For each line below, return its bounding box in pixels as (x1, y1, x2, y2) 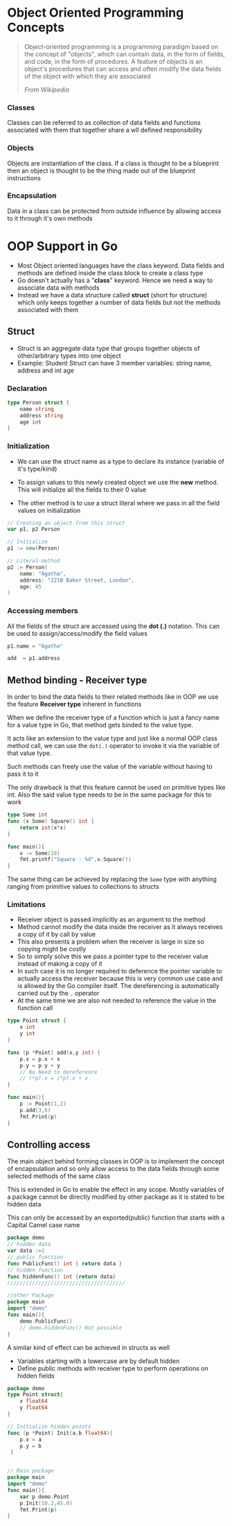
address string (19, 412, 64, 419)
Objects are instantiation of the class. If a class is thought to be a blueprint (7, 159, 220, 167)
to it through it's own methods (7, 214, 93, 223)
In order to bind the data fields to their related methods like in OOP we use (7, 693, 219, 701)
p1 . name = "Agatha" (7, 643, 64, 650)
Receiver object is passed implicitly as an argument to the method (17, 915, 206, 924)
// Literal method (7, 557, 60, 564)
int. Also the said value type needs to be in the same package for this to (7, 790, 212, 799)
